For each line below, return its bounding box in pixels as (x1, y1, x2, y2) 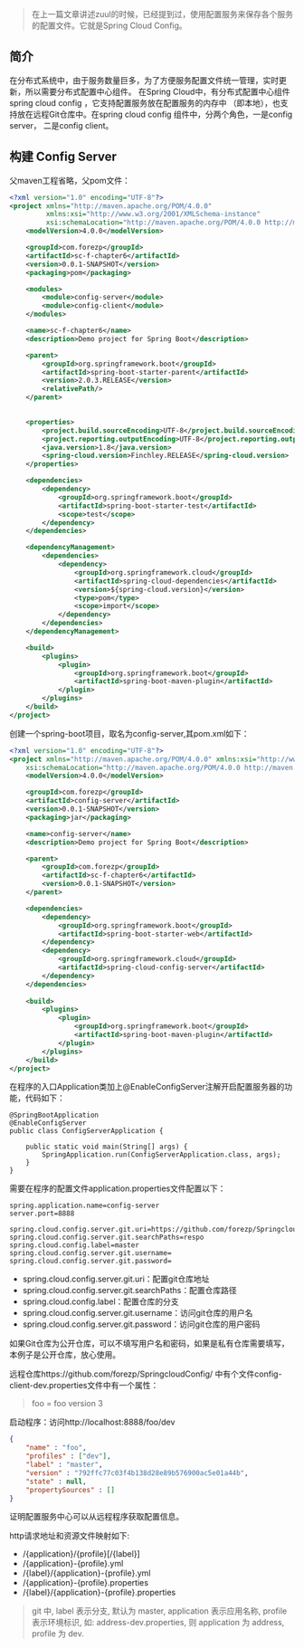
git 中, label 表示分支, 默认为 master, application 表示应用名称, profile (31, 1605, 288, 1616)
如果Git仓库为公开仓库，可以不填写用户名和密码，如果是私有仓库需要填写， (9, 1338, 290, 1349)
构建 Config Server (9, 149, 118, 165)
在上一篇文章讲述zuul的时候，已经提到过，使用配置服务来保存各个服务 (31, 9, 294, 19)
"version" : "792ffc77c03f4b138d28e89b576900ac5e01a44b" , (25, 1468, 249, 1478)
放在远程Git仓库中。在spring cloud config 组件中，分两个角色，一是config (16, 109, 293, 119)
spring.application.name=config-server (9, 1201, 160, 1211)
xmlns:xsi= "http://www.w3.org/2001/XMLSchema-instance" (45, 210, 261, 219)
